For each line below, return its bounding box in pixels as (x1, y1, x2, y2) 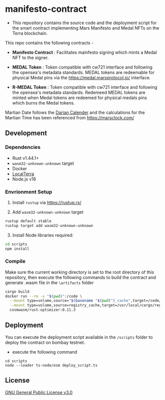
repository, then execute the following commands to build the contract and (5, 274, 156, 280)
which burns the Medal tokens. (12, 100, 75, 106)
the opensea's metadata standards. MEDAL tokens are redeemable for (12, 69, 155, 75)
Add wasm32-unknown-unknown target (12, 209, 83, 215)
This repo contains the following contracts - (5, 39, 94, 45)
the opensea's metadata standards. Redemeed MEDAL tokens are (12, 89, 146, 95)
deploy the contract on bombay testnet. (5, 339, 85, 345)
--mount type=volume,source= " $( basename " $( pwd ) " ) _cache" (9, 298, 131, 303)
